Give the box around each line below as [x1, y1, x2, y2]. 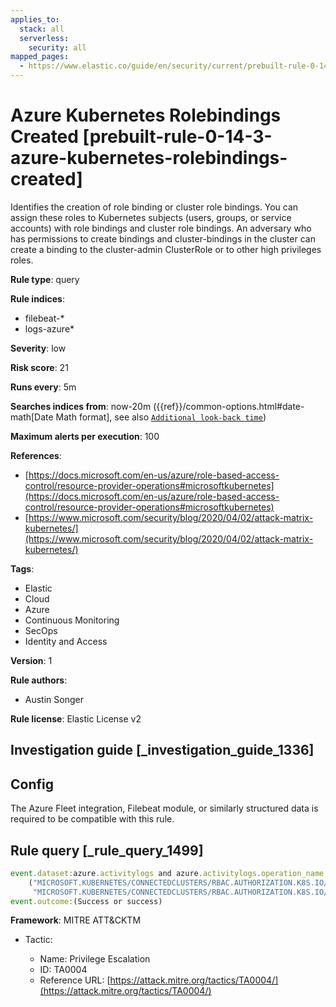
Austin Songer [24, 693, 84, 705]
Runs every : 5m [10, 381, 77, 393]
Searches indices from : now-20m [10, 400, 152, 412]
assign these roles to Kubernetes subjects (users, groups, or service [10, 211, 292, 223]
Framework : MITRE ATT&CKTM [10, 914, 142, 926]
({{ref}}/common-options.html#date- [153, 400, 305, 412]
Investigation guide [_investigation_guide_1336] [10, 742, 315, 759]
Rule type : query [10, 273, 80, 285]
